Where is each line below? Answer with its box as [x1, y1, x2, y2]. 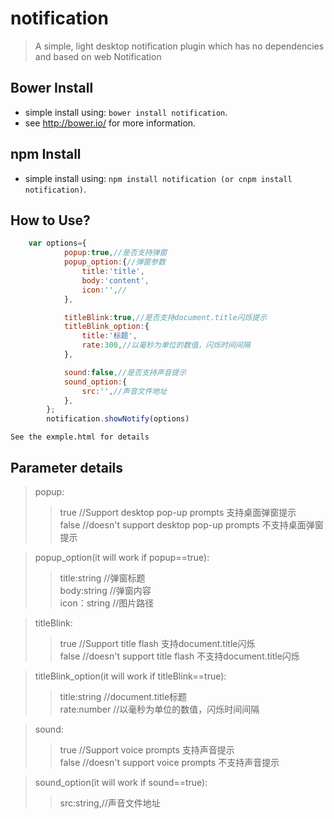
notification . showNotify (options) [46, 414, 190, 424]
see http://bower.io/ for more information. [24, 117, 197, 129]
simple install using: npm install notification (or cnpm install [24, 172, 293, 184]
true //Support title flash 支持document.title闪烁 [59, 637, 256, 649]
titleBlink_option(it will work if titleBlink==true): [34, 670, 227, 682]
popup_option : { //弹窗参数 [63, 257, 167, 267]
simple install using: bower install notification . [24, 106, 228, 118]
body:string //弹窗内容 [59, 584, 152, 596]
